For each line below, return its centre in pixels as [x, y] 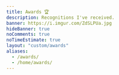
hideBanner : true [28, 29]
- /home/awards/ [32, 62]
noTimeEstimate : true [34, 40]
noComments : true [28, 34]
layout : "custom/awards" [37, 46]
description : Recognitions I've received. [60, 18]
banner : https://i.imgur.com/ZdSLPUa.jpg [59, 23]
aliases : [17, 51]
